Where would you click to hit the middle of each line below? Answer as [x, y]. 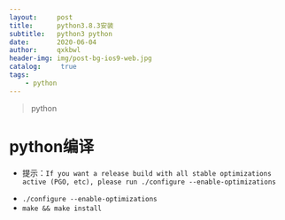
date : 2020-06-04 [53, 42]
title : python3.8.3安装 [62, 26]
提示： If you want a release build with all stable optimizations [146, 172]
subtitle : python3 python [61, 34]
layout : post [41, 17]
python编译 [52, 146]
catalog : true [43, 67]
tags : [19, 75]
